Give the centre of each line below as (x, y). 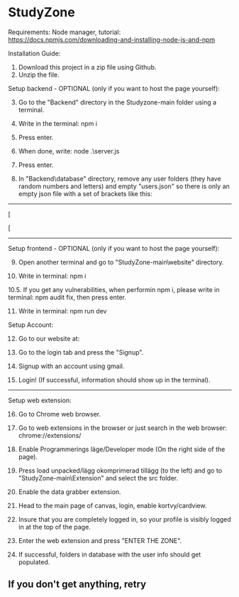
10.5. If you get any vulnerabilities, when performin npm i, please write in (114, 289)
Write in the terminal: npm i (58, 123)
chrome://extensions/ (50, 435)
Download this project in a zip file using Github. (87, 67)
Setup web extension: (40, 400)
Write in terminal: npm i (52, 276)
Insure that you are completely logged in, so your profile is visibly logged (124, 519)
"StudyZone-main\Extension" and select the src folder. (98, 478)
